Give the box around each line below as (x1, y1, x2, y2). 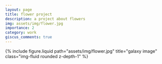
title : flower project (5, 12, 52, 17)
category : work (5, 30, 37, 35)
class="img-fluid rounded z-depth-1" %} (5, 53, 88, 59)
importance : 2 (5, 26, 35, 31)
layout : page (5, 7, 32, 12)
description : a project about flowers (5, 16, 85, 21)
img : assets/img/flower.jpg (5, 21, 64, 26)
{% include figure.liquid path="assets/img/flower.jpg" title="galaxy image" (5, 48, 158, 54)
